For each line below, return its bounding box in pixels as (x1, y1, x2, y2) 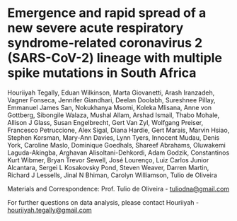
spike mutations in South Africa (7, 65, 197, 81)
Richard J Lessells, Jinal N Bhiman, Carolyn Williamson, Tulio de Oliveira (7, 171, 218, 179)
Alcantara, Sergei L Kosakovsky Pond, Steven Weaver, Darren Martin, (7, 163, 209, 172)
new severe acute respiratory (7, 20, 184, 36)
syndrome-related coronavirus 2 (7, 35, 203, 51)
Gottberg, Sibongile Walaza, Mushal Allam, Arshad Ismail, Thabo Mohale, (7, 111, 220, 119)
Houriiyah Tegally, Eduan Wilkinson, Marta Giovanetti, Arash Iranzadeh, (7, 88, 215, 97)
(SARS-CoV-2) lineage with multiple (7, 50, 223, 66)
